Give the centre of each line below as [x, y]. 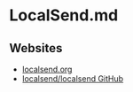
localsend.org [47, 69]
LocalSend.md [64, 15]
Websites [36, 48]
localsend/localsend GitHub [73, 79]
